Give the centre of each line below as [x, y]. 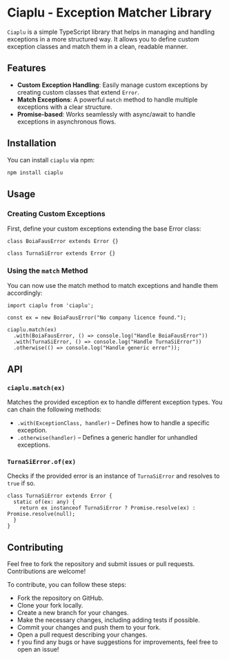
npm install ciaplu [35, 173]
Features [27, 68]
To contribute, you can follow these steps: [67, 585]
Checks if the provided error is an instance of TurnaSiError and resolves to [113, 476]
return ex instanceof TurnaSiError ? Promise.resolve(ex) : [108, 508]
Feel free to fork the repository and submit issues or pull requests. [101, 564]
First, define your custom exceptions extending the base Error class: [104, 229]
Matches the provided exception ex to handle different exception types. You [115, 402]
